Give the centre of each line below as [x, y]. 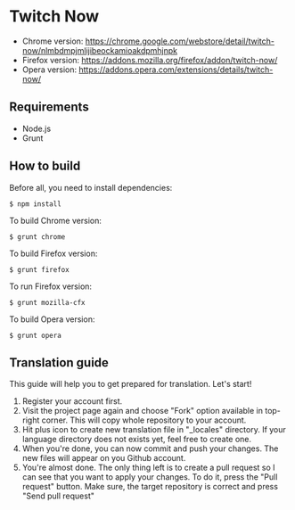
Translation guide [59, 362]
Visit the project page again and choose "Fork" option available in [143, 411]
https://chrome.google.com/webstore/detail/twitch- [180, 41]
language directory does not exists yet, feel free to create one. [137, 440]
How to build [45, 166]
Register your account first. [72, 401]
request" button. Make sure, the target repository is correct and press [150, 487]
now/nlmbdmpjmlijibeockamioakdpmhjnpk [100, 50]
